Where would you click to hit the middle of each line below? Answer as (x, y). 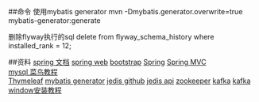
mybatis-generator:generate (54, 21)
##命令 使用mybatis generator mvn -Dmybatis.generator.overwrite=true (126, 11)
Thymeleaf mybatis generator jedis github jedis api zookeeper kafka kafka (129, 81)
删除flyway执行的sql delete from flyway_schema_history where (111, 37)
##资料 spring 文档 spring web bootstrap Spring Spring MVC (107, 62)
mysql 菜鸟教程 (33, 72)
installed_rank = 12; (40, 45)
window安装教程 (35, 90)
